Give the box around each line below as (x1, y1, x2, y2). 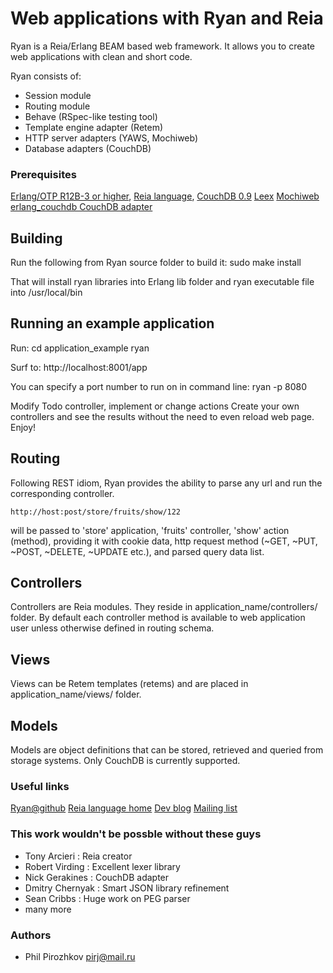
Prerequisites (10, 167, 77, 181)
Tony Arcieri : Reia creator (24, 850, 133, 862)
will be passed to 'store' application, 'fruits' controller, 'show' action (10, 524, 290, 536)
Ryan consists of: (10, 70, 82, 82)
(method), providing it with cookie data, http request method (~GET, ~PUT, (10, 535, 318, 547)
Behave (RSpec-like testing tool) (24, 110, 158, 122)
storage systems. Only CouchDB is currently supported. (10, 755, 241, 767)
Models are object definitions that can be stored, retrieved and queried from (10, 744, 324, 756)
